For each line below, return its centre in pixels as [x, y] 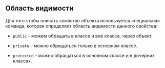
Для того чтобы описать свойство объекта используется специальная [83, 20]
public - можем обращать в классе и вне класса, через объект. [82, 36]
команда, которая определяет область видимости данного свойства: [81, 26]
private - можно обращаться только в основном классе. [75, 46]
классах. [22, 61]
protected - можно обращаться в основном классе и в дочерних [84, 55]
